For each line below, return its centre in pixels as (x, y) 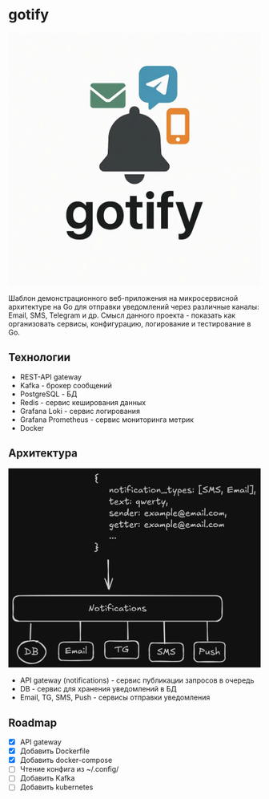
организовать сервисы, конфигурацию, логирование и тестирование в (130, 323)
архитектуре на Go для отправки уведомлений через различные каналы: (134, 306)
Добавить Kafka (47, 778)
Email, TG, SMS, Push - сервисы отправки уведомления (115, 698)
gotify (29, 15)
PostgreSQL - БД (48, 394)
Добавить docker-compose (66, 760)
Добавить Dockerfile (55, 751)
